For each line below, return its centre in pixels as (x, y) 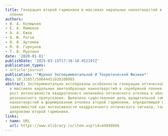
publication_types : (25, 65)
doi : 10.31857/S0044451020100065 (40, 79)
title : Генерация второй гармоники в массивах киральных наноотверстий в (84, 10)
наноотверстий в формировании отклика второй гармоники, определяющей (85, 103)
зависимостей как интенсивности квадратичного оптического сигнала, (82, 107)
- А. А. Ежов (19, 33)
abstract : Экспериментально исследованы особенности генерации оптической (85, 84)
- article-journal (24, 70)
